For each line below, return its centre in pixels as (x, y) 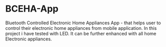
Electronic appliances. (29, 39)
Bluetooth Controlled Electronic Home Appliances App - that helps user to (83, 23)
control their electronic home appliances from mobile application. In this (81, 28)
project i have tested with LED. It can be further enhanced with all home (81, 33)
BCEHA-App (32, 9)
